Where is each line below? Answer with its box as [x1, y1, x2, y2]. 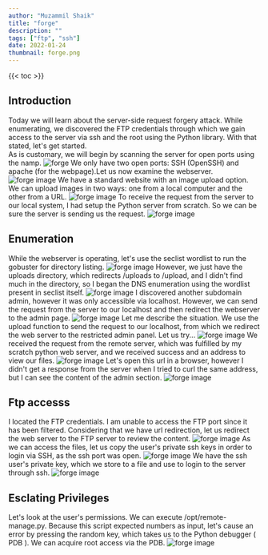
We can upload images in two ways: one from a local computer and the [8, 183, 242, 193]
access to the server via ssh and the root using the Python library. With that [8, 132, 258, 142]
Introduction [8, 94, 72, 108]
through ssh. [8, 468, 50, 477]
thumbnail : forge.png [8, 49, 81, 57]
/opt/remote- [183, 513, 227, 522]
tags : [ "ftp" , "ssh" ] [8, 34, 81, 42]
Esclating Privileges [8, 491, 110, 505]
